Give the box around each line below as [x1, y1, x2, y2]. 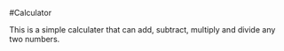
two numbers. [9, 34, 60, 44]
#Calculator [9, 8, 51, 18]
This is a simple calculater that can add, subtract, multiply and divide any [9, 25, 276, 34]
